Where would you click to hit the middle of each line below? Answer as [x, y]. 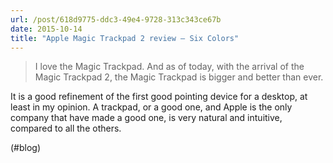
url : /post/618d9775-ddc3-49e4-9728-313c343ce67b [116, 19]
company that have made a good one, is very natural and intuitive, [146, 118]
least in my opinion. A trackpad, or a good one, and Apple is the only [151, 107]
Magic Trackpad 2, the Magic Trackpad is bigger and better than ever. [179, 77]
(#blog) [26, 148]
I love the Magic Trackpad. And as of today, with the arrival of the [169, 67]
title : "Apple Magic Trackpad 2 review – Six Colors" [125, 38]
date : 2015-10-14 [46, 29]
